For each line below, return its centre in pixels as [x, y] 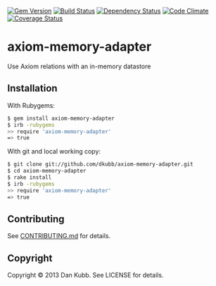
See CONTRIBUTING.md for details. [59, 236]
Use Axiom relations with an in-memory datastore [79, 66]
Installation [32, 88]
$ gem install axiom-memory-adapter [61, 118]
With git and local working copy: [54, 151]
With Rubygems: [31, 105]
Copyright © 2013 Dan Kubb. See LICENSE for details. [85, 275]
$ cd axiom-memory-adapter [47, 171]
